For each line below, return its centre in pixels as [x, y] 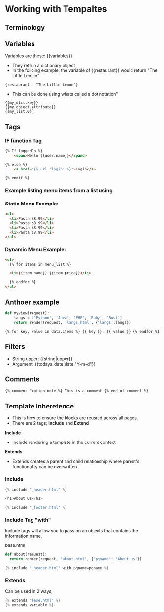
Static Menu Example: [32, 204]
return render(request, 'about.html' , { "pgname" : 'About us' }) [76, 559]
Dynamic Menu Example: [36, 249]
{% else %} [16, 164]
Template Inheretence [40, 406]
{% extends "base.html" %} [33, 600]
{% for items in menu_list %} [40, 265]
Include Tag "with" [28, 520]
